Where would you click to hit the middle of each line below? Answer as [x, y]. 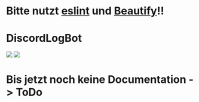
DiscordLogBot [44, 38]
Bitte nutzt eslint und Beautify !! [85, 11]
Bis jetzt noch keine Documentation [96, 80]
